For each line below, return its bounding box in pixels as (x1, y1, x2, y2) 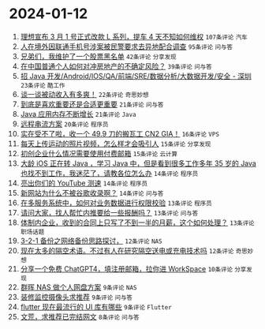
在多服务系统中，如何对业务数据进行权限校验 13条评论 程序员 (20, 198, 212, 207)
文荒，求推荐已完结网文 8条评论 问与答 (20, 312, 140, 321)
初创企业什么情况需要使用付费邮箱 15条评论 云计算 (20, 148, 178, 158)
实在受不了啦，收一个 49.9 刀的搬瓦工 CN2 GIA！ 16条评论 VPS (20, 129, 220, 138)
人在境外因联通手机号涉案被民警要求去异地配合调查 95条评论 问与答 (20, 41, 233, 51)
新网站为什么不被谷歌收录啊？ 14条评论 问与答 (20, 188, 164, 197)
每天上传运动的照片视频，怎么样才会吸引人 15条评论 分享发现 (20, 139, 211, 148)
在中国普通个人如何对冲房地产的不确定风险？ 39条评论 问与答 (20, 61, 212, 71)
